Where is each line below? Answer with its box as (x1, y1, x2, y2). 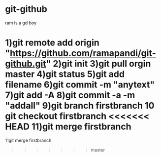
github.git (5, 58, 46, 70)
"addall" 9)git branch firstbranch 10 (5, 100, 155, 112)
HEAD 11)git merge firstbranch (5, 121, 131, 132)
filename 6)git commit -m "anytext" (5, 79, 155, 90)
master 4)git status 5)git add (5, 69, 125, 80)
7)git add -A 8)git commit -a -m (5, 90, 135, 101)
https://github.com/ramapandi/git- (9, 48, 157, 59)
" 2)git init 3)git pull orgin (46, 58, 151, 70)
